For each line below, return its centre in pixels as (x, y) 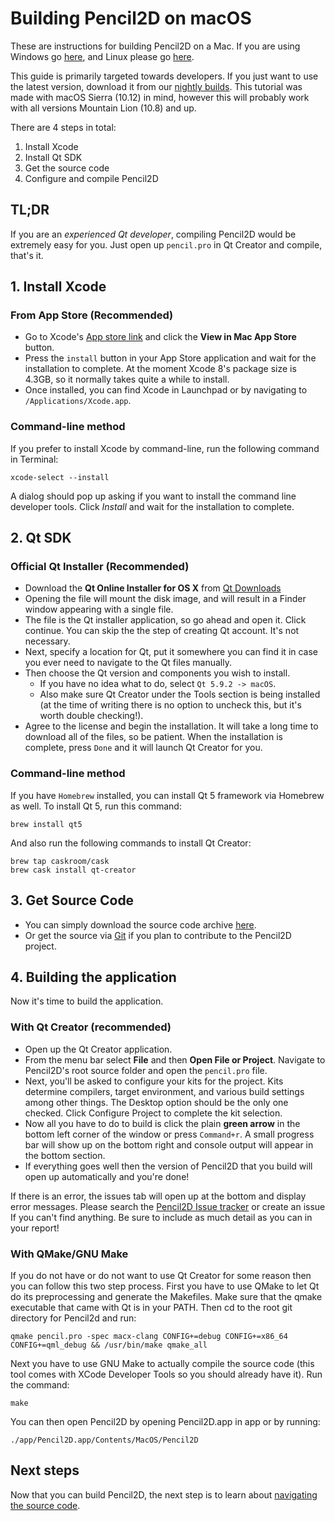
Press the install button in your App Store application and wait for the (170, 358)
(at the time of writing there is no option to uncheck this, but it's (170, 705)
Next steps (45, 1470)
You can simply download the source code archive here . (140, 924)
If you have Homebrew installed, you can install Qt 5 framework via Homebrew (167, 795)
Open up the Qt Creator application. (98, 1049)
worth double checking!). (91, 716)
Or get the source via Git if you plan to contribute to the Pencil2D (158, 935)
